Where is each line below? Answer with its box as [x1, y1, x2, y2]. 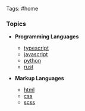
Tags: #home [6, 5, 39, 12]
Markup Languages [14, 75, 64, 82]
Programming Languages [14, 33, 79, 40]
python [23, 57, 42, 64]
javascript [23, 51, 48, 58]
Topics [6, 19, 27, 28]
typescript [23, 44, 49, 52]
